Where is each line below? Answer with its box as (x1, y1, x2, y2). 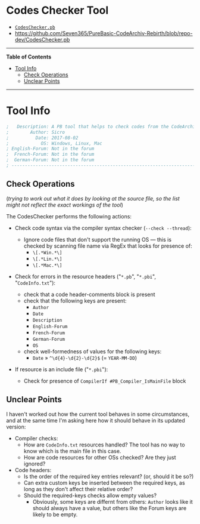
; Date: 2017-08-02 (6, 135, 79, 141)
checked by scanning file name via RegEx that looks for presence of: (23, 242, 192, 249)
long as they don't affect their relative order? (23, 485, 133, 492)
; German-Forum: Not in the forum (6, 157, 95, 163)
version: (6, 423, 26, 430)
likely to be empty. (32, 511, 78, 518)
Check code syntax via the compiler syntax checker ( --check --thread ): (14, 224, 192, 232)
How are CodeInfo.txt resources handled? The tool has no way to (23, 441, 186, 448)
